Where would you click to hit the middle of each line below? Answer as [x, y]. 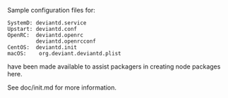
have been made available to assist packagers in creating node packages [114, 66]
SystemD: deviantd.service [47, 23]
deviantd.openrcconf [66, 41]
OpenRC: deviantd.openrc [45, 35]
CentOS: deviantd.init [42, 48]
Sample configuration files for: [51, 10]
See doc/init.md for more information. [62, 87]
